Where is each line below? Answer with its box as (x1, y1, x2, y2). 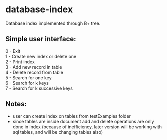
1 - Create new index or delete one (5, 53, 77, 59)
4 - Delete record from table (5, 69, 64, 75)
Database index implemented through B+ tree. (5, 20, 101, 26)
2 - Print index (5, 59, 35, 65)
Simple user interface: (5, 35, 76, 43)
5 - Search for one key (5, 74, 52, 81)
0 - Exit (5, 48, 21, 54)
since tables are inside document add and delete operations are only (12, 118, 154, 124)
